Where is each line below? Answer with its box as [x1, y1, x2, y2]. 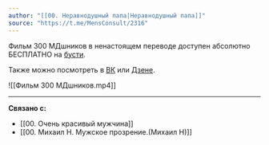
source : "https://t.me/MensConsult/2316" [8, 19, 149, 27]
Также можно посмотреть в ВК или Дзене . [8, 65, 156, 74]
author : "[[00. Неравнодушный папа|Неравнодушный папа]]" [8, 11, 206, 20]
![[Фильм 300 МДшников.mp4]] [8, 80, 116, 90]
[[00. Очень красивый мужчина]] [19, 119, 134, 128]
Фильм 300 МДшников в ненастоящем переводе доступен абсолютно [8, 41, 251, 50]
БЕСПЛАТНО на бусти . [8, 49, 86, 59]
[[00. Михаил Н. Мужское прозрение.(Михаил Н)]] [19, 127, 192, 136]
